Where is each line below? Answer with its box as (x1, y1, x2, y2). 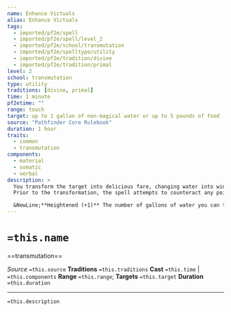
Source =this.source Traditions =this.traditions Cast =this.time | (7, 264, 200, 273)
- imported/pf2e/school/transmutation (13, 42, 125, 49)
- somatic (13, 163, 41, 171)
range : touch (7, 106, 45, 113)
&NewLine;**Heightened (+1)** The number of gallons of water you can (13, 202, 220, 209)
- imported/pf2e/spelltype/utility (13, 49, 115, 56)
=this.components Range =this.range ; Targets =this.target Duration (7, 272, 204, 280)
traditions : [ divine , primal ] (7, 87, 94, 94)
